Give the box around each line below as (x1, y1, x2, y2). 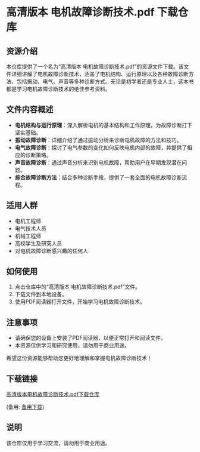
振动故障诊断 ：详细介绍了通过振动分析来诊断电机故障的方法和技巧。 (14, 136, 182, 143)
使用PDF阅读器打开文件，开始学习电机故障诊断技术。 (14, 298, 146, 305)
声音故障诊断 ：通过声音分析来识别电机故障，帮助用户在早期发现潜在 (14, 159, 182, 166)
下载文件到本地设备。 (14, 291, 67, 298)
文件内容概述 (6, 104, 54, 115)
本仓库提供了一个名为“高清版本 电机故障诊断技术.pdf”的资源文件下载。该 (6, 63, 184, 70)
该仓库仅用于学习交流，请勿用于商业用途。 (6, 439, 111, 447)
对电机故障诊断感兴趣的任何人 (14, 247, 88, 254)
